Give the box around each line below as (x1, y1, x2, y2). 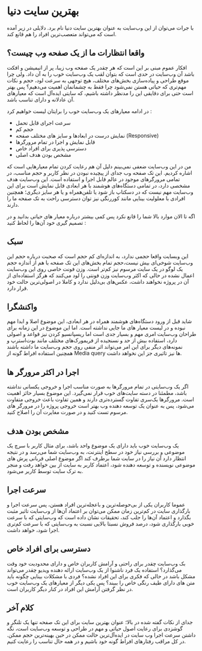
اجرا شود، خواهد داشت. (7, 526, 60, 533)
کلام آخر (7, 603, 34, 613)
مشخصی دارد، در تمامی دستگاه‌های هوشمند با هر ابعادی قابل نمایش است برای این (7, 182, 191, 189)
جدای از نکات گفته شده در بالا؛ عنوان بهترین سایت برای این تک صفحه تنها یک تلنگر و (7, 619, 193, 626)
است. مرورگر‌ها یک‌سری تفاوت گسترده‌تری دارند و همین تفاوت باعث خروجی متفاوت (7, 396, 194, 403)
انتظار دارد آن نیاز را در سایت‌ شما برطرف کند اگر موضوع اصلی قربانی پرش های (7, 455, 186, 462)
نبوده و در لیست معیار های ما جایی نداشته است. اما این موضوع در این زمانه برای (7, 324, 186, 331)
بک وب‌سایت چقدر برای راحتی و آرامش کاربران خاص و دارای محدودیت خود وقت (7, 560, 186, 567)
